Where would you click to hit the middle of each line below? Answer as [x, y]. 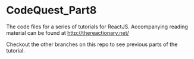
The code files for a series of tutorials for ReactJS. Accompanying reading [97, 27]
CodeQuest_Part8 [51, 10]
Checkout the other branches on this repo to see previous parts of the [92, 44]
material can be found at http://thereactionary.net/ [68, 32]
